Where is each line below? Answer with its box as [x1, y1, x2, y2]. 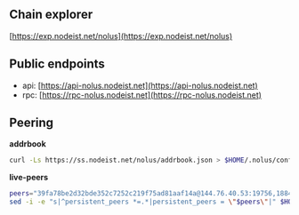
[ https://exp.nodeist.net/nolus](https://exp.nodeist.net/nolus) [9, 30, 233, 41]
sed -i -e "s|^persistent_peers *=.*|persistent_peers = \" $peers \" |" [9, 197, 277, 207]
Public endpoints [9, 57, 105, 72]
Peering [9, 115, 54, 131]
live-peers [9, 172, 49, 183]
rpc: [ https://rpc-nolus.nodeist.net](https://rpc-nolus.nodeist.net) [21, 89, 263, 100]
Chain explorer [9, 7, 93, 22]
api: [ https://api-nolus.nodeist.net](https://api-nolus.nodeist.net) [21, 80, 258, 91]
